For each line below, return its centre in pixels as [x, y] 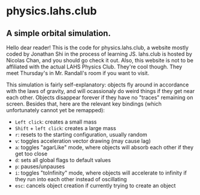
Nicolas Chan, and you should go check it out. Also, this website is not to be [100, 60]
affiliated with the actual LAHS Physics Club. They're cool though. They [94, 67]
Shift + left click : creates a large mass [66, 128]
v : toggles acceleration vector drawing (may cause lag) [83, 141]
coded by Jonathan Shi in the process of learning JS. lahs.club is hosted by [99, 54]
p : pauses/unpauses [40, 166]
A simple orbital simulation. [58, 33]
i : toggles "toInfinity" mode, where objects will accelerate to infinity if [101, 173]
